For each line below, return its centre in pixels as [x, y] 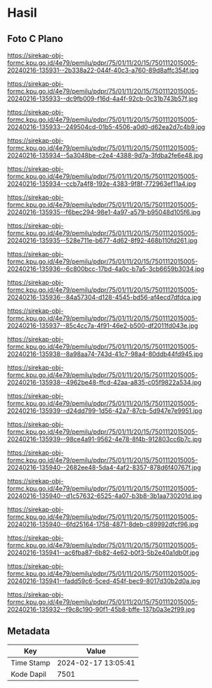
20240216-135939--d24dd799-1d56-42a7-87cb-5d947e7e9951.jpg [105, 411]
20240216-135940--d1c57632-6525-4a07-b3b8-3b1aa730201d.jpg [105, 496]
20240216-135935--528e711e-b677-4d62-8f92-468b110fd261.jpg [102, 240]
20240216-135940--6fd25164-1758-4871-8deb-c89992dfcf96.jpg [103, 524]
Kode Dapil [29, 674]
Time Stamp [31, 663]
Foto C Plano [35, 39]
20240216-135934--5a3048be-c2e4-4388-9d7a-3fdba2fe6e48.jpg [105, 155]
